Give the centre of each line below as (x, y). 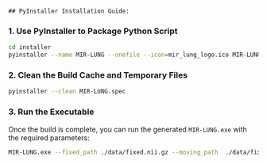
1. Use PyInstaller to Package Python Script (93, 31)
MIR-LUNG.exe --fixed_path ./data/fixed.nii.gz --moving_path (113, 152)
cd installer (30, 48)
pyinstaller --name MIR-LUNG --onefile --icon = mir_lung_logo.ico (118, 55)
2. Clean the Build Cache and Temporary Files (98, 74)
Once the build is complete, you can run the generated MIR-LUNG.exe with (128, 129)
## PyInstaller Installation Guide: (69, 11)
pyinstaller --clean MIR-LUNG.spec (67, 92)
